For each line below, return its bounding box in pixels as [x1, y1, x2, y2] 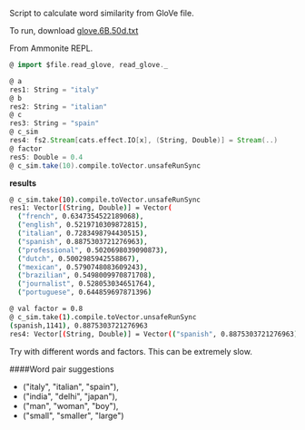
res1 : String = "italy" [9, 85, 100, 94]
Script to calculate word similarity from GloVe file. [9, 8, 194, 18]
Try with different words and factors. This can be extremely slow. [9, 346, 252, 357]
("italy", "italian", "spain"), [22, 381, 120, 392]
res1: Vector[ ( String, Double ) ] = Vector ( [9, 203, 172, 212]
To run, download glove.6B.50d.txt [9, 25, 139, 35]
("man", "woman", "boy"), [22, 400, 119, 411]
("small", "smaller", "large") [22, 410, 124, 421]
